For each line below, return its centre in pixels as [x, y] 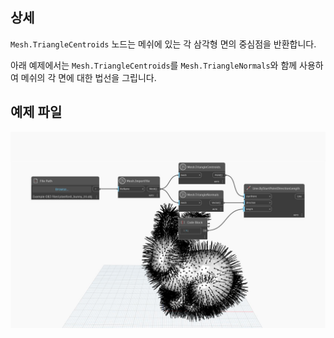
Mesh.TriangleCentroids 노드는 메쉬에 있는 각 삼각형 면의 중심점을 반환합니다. [163, 44]
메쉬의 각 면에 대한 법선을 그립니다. [88, 77]
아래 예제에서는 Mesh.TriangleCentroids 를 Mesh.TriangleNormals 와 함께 [154, 65]
